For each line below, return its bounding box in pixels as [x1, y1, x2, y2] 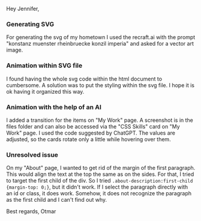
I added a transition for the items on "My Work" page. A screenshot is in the [6, 117, 194, 124]
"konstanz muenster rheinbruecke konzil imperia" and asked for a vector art [6, 40, 194, 47]
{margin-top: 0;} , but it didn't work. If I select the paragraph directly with [6, 183, 188, 191]
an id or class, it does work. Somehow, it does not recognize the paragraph [6, 190, 192, 197]
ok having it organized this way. [6, 88, 85, 95]
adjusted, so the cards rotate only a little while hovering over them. [6, 135, 171, 143]
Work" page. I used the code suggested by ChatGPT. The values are [6, 129, 176, 136]
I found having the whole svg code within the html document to [6, 75, 163, 82]
